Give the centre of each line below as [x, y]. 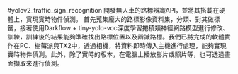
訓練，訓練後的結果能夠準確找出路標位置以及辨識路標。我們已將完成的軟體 [116, 37]
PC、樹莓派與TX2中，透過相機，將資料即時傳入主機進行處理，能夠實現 [123, 45]
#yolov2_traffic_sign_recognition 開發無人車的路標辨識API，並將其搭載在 [113, 10]
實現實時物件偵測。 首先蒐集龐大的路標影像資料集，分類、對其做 [120, 19]
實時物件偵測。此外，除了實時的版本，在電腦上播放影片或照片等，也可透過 [116, 54]
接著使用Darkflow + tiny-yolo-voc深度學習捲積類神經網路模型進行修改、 [124, 28]
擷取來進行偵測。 [38, 63]
